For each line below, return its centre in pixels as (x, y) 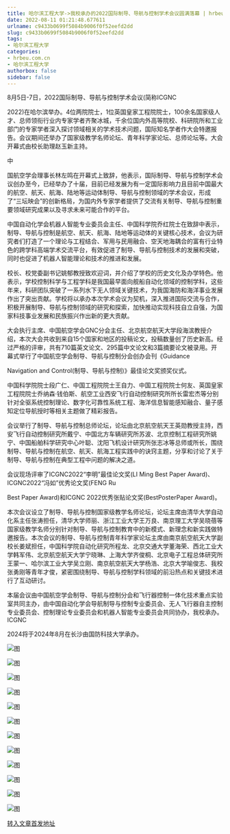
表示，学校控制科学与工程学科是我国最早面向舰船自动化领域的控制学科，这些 (115, 282)
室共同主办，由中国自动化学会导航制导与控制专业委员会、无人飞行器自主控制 (115, 604)
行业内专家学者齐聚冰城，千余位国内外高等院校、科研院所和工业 (133, 121)
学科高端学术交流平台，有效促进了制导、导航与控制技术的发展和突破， (124, 250)
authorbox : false (32, 71)
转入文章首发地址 (31, 824)
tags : (15, 39)
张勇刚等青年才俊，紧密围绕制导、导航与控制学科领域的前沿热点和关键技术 (112, 572)
